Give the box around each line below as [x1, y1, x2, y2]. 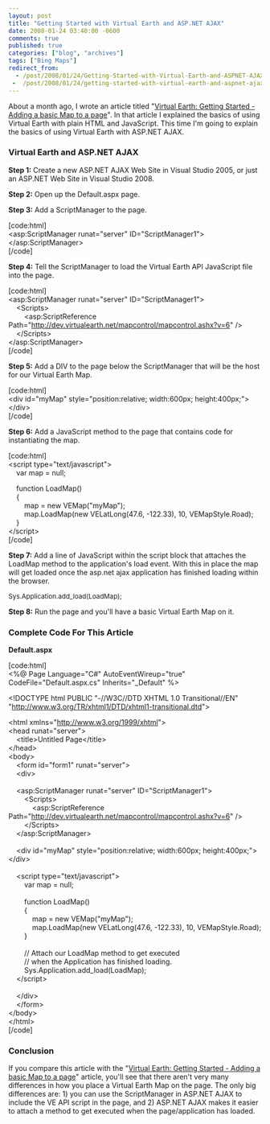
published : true [8, 42, 63, 50]
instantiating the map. [8, 435, 80, 445]
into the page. [8, 270, 55, 280]
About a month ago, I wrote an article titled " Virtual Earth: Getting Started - [8, 101, 256, 111]
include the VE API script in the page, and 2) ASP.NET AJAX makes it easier [8, 1097, 259, 1107]
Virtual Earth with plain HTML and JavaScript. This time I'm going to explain [8, 118, 259, 128]
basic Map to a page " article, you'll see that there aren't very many [8, 1072, 229, 1082]
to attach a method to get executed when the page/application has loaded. [8, 1106, 256, 1116]
